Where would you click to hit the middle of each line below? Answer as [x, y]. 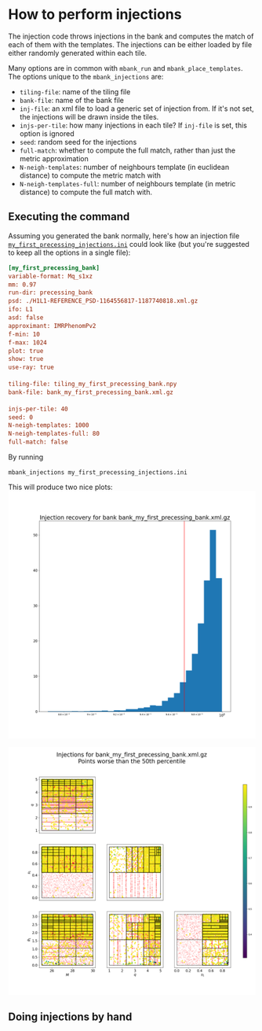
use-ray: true [31, 367]
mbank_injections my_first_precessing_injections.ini [98, 473]
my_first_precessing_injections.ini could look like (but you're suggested [129, 244]
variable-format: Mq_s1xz [50, 276]
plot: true [26, 351]
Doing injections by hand [70, 1017]
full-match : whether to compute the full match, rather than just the [127, 150]
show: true [26, 359]
